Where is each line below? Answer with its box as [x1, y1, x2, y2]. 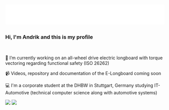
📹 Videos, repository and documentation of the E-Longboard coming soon [5, 70, 161, 77]
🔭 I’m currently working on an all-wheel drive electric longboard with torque [5, 55, 163, 61]
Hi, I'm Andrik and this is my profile [5, 33, 93, 41]
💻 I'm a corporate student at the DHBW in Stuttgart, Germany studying [5, 83, 153, 89]
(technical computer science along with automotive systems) [30, 90, 158, 96]
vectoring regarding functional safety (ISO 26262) [5, 60, 110, 66]
